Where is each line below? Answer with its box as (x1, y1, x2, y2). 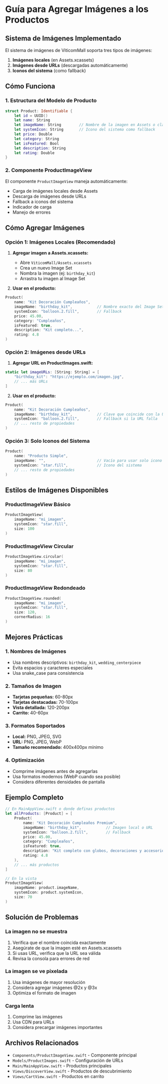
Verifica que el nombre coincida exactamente (12, 939, 106, 945)
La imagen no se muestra (5, 928, 67, 935)
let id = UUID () (14, 113, 48, 118)
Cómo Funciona (5, 82, 55, 91)
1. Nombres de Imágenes (5, 648, 66, 655)
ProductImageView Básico (5, 501, 71, 508)
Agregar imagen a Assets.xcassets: (12, 250, 88, 256)
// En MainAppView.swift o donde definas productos (5, 806, 115, 811)
